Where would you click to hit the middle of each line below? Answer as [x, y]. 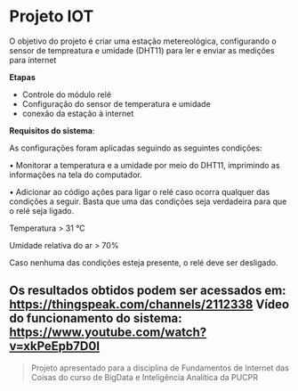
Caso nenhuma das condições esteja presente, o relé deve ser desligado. [144, 262]
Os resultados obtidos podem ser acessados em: [148, 291]
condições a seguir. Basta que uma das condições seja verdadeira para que [148, 201]
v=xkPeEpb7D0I [55, 346]
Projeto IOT [52, 16]
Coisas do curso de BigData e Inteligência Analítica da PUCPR [144, 377]
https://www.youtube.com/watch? [108, 333]
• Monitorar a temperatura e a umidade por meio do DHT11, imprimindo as [145, 165]
